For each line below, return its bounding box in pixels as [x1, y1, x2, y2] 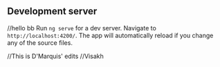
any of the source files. [7, 38, 73, 47]
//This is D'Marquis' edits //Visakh [7, 52, 104, 60]
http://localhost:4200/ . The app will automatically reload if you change [7, 31, 214, 39]
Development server [7, 6, 98, 17]
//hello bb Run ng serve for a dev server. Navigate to [7, 23, 157, 32]
